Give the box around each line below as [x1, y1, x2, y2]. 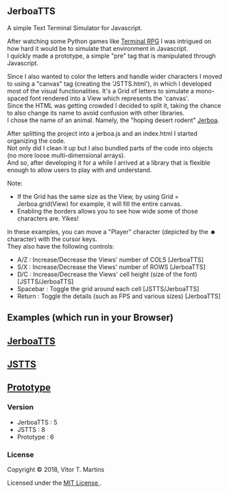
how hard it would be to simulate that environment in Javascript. [7, 44, 189, 52]
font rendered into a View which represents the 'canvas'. [29, 94, 190, 102]
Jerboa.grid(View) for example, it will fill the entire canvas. [16, 199, 182, 208]
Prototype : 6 [16, 433, 55, 441]
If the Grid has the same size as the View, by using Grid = [16, 192, 180, 200]
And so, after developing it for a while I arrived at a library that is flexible [7, 158, 210, 167]
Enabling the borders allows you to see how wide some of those [16, 207, 198, 215]
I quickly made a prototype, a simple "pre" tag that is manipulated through [7, 51, 216, 60]
